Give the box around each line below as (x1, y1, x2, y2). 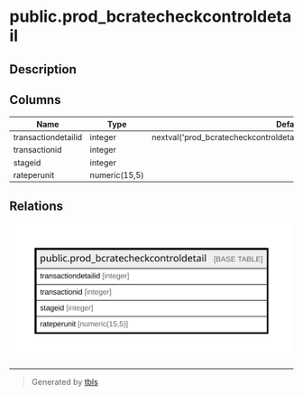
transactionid (13, 145, 62, 156)
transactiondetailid (13, 132, 83, 143)
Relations (9, 198, 64, 213)
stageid (13, 156, 41, 168)
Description (9, 61, 77, 77)
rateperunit (13, 169, 55, 180)
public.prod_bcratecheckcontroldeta (9, 6, 292, 27)
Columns (9, 92, 61, 108)
